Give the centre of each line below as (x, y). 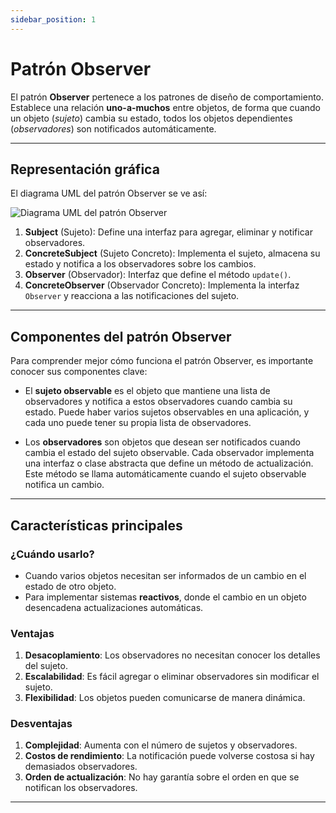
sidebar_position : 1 (53, 19)
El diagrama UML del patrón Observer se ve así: (109, 193)
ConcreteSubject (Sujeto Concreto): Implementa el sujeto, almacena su (172, 253)
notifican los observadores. (81, 788)
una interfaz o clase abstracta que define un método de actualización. (169, 463)
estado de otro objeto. (70, 586)
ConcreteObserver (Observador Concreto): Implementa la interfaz (162, 285)
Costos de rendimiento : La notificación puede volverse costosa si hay (169, 756)
